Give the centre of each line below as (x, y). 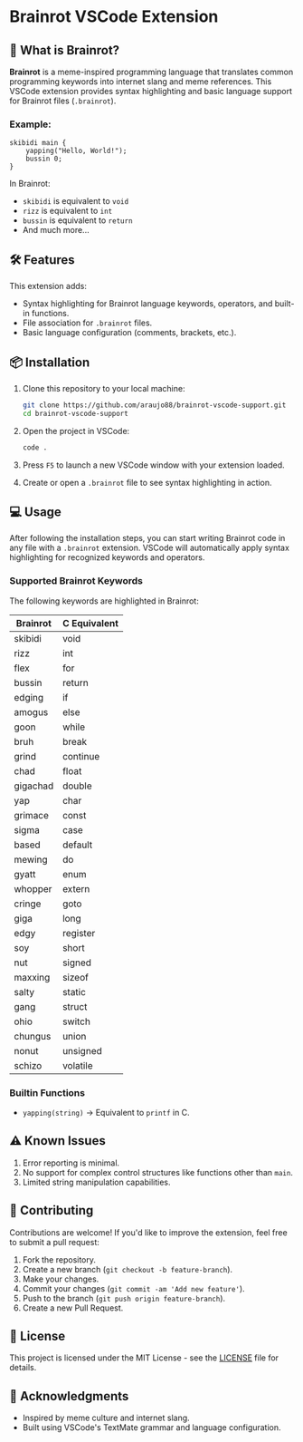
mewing (31, 859)
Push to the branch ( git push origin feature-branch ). (124, 1298)
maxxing (32, 977)
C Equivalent (90, 623)
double (77, 786)
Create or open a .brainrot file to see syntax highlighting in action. (147, 482)
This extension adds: (48, 286)
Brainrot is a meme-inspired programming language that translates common (151, 72)
